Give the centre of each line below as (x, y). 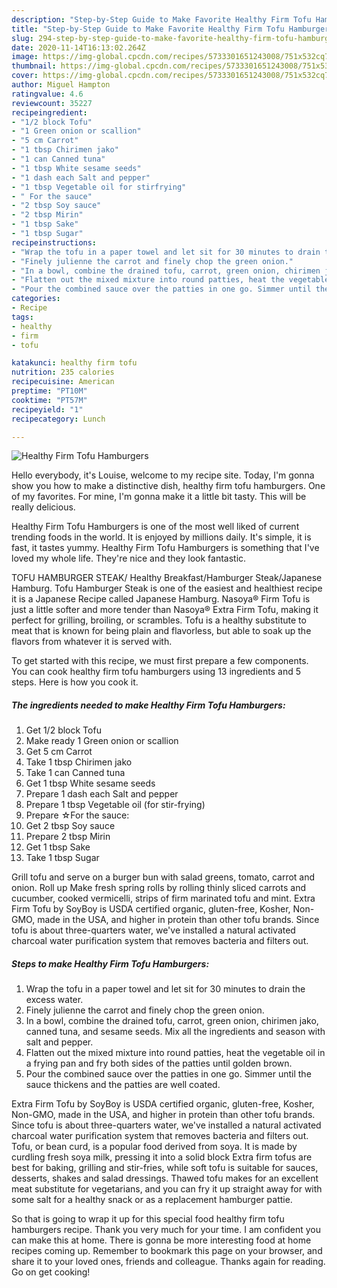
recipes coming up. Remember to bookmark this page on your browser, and (167, 1251)
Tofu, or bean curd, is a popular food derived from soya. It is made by (154, 1147)
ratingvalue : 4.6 (47, 94)
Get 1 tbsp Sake (58, 847)
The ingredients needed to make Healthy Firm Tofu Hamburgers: (148, 705)
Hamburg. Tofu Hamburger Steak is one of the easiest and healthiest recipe (167, 588)
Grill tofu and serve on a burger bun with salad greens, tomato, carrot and (163, 877)
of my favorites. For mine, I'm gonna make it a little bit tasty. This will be (159, 497)
